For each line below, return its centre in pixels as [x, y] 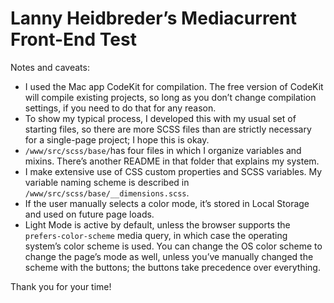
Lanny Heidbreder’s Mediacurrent [153, 18]
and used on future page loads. [89, 214]
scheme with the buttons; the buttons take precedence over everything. [172, 267]
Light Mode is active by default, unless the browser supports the [157, 224]
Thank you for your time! [61, 286]
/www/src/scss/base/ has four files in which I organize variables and [163, 150]
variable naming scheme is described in [107, 182]
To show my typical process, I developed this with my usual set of [160, 118]
